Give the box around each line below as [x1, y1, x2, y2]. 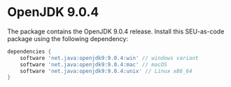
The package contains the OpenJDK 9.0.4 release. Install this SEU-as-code [7, 27, 225, 35]
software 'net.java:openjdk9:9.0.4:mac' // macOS [20, 61, 168, 68]
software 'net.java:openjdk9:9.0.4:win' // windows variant [20, 54, 199, 61]
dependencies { [7, 48, 52, 55]
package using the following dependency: [7, 34, 128, 42]
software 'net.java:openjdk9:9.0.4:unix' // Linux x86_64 [20, 68, 192, 74]
